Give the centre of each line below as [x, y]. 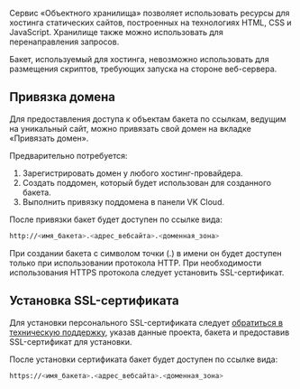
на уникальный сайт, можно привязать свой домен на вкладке [131, 128]
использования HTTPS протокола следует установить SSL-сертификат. [147, 272]
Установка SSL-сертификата [94, 301]
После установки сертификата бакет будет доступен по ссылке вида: [144, 359]
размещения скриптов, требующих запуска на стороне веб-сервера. [143, 69]
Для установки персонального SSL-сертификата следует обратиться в [146, 322]
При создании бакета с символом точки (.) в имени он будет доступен [145, 253]
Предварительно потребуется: [68, 155]
